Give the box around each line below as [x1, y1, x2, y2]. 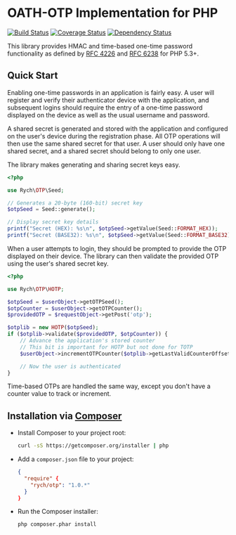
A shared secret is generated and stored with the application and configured [7, 124, 228, 133]
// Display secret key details [7, 219, 99, 226]
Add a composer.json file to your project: [17, 455, 134, 463]
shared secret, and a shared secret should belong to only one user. [7, 146, 202, 155]
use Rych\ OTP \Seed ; [7, 186, 65, 194]
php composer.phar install [17, 521, 97, 528]
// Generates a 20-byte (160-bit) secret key [7, 199, 143, 207]
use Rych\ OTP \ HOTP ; [7, 285, 65, 292]
